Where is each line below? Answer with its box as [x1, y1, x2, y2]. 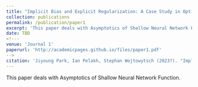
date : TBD [6, 31, 31, 36]
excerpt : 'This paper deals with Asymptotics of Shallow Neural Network [6, 25, 189, 31]
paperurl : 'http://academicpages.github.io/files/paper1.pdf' [6, 47, 162, 53]
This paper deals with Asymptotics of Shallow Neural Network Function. [6, 74, 181, 81]
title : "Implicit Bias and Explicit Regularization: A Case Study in [6, 8, 181, 15]
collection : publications [6, 14, 70, 20]
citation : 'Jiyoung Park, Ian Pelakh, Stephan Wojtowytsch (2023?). [6, 58, 178, 63]
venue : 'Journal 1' [6, 42, 54, 48]
